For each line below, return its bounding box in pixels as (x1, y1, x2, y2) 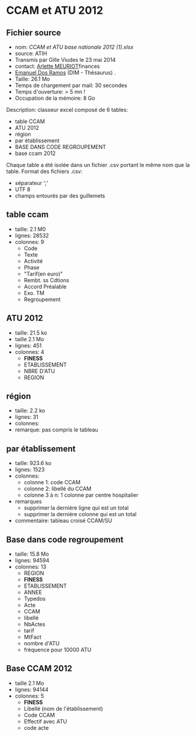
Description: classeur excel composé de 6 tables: (6, 106, 128, 113)
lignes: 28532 (14, 232, 49, 239)
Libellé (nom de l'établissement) (23, 705, 103, 712)
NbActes (23, 621, 46, 628)
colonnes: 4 (14, 348, 45, 355)
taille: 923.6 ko (14, 460, 52, 467)
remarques (14, 498, 42, 505)
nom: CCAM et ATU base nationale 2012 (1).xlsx (14, 43, 134, 50)
